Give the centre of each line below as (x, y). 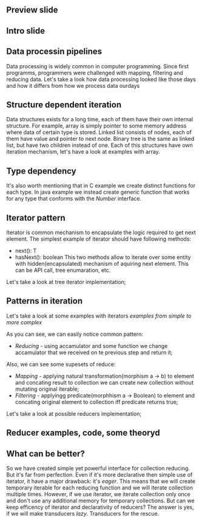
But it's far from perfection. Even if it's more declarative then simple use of (99, 475)
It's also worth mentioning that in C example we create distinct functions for (101, 186)
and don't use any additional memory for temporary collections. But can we (101, 501)
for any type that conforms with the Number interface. (74, 199)
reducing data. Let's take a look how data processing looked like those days (101, 79)
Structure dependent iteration (64, 105)
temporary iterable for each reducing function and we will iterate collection (99, 488)
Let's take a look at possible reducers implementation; (74, 413)
